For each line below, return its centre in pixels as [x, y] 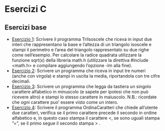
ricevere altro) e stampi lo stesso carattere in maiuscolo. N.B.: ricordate [84, 97]
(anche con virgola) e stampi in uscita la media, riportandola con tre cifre [86, 76]
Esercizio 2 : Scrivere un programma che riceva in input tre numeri [79, 71]
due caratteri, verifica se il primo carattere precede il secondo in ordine [84, 113]
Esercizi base [26, 27]
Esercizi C [26, 9]
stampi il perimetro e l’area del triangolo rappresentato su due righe [80, 50]
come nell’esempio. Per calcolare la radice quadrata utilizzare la [77, 55]
